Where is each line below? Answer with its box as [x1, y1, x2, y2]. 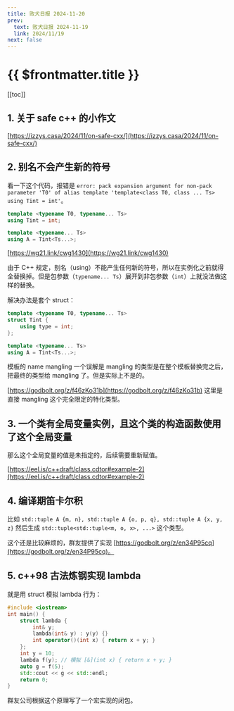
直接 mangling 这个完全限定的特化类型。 [7, 395, 124, 404]
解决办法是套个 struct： [7, 296, 76, 304]
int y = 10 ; [20, 650, 55, 657]
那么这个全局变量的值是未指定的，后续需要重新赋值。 [7, 451, 162, 459]
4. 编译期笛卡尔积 [7, 495, 83, 507]
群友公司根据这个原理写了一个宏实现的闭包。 [7, 696, 137, 705]
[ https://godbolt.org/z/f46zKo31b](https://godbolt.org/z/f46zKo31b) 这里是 [7, 386, 223, 395]
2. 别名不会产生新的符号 [7, 161, 111, 173]
